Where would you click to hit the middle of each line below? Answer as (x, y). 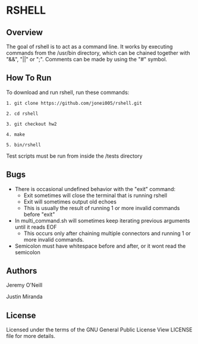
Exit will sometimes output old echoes (70, 201)
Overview (25, 32)
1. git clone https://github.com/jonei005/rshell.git (74, 103)
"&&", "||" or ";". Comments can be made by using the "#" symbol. (87, 59)
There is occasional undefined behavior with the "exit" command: (95, 189)
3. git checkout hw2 (32, 124)
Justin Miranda (24, 297)
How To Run (29, 78)
